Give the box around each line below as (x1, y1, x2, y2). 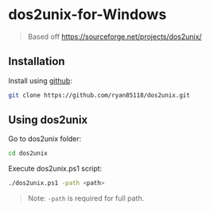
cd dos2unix (8, 149, 48, 158)
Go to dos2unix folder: (8, 134, 82, 144)
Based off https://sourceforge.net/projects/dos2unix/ (27, 32, 202, 41)
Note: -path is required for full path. (27, 194, 145, 203)
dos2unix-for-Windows (8, 6, 167, 24)
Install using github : (8, 75, 73, 85)
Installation (8, 55, 65, 68)
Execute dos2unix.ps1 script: (8, 164, 103, 174)
